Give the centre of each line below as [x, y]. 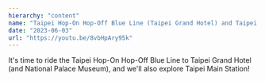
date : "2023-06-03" [40, 30]
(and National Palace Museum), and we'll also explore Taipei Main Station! [129, 69]
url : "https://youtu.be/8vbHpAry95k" [71, 38]
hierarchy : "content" [44, 15]
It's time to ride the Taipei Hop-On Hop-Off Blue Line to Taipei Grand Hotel [130, 60]
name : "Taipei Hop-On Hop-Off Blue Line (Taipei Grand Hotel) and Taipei [133, 23]
